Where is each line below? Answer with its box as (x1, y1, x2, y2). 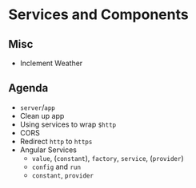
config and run (31, 162, 82, 171)
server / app (19, 102, 56, 112)
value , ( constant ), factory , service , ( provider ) (31, 153, 184, 163)
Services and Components (8, 6, 190, 24)
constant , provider (31, 170, 94, 180)
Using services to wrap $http (19, 119, 117, 129)
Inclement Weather (19, 58, 83, 68)
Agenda (8, 81, 49, 95)
